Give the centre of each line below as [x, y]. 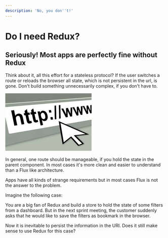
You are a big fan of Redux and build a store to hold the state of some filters [84, 205]
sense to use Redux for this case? [40, 231]
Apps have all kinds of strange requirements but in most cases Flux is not [82, 180]
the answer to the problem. [33, 185]
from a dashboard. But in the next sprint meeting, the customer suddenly [81, 210]
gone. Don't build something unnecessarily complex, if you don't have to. [81, 86]
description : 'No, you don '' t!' [39, 11]
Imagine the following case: [34, 195]
